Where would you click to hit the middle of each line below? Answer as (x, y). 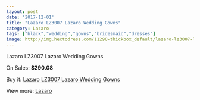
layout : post (22, 12)
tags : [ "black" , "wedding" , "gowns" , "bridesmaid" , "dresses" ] (81, 34)
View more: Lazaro (29, 91)
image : (14, 39)
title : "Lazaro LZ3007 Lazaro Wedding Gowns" (63, 23)
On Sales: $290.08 (30, 68)
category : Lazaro (28, 28)
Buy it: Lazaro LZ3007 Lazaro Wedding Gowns (63, 79)
